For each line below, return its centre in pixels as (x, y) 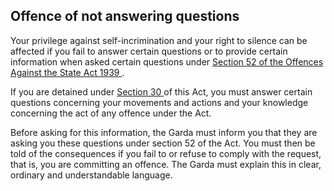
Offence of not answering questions (125, 16)
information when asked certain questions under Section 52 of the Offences (167, 61)
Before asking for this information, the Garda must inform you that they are (164, 132)
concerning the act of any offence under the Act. (111, 113)
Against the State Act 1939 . (67, 72)
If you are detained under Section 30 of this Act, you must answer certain (161, 91)
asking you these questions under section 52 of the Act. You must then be (163, 143)
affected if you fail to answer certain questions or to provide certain (149, 51)
